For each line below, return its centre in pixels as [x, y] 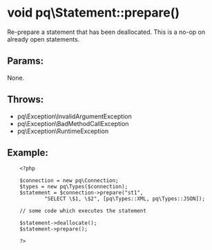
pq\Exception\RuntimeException [63, 131]
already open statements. [44, 39]
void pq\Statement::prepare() [94, 13]
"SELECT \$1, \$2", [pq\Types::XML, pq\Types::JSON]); [125, 199]
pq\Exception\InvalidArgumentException [75, 116]
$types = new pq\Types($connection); [74, 187]
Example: [28, 153]
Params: [25, 61]
